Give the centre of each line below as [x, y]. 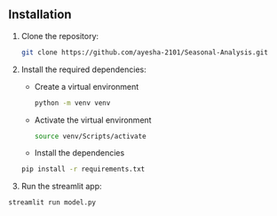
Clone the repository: [60, 36]
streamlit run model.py [52, 203]
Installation [40, 15]
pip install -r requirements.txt [83, 169]
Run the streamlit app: [62, 187]
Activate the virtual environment [93, 120]
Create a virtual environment [87, 86]
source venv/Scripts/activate [91, 136]
